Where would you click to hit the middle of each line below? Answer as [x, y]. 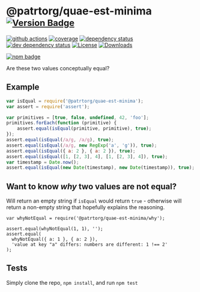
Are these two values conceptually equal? [58, 68]
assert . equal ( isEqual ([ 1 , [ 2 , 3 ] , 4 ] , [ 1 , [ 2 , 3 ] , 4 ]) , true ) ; [87, 157]
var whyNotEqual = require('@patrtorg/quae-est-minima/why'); [86, 218]
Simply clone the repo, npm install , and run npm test [72, 282]
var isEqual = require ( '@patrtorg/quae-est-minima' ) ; [75, 101]
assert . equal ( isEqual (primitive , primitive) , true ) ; [84, 129]
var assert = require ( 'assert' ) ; [48, 106]
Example [23, 87]
